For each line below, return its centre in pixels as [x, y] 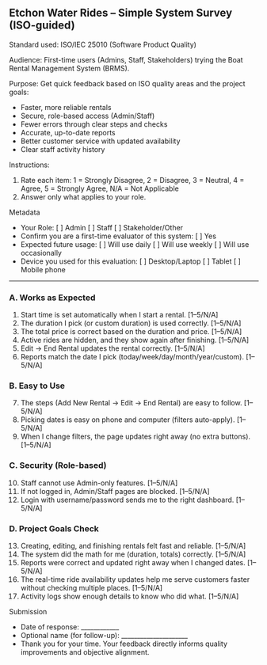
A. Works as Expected [52, 298]
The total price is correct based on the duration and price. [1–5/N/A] [131, 332]
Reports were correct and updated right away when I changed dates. [133, 562]
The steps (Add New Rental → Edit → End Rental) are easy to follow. [131, 403]
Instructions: [29, 165]
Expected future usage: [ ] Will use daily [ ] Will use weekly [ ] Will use [135, 244]
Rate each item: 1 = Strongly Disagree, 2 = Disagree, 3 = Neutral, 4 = [132, 180]
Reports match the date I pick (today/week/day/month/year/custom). [132, 357]
